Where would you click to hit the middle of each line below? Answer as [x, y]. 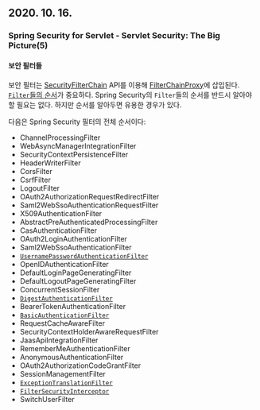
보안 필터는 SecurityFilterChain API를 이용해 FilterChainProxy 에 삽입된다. [124, 85]
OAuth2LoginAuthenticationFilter [73, 238]
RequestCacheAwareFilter [62, 323]
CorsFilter [36, 171]
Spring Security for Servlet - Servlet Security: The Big [114, 36]
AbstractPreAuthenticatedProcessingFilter [89, 222]
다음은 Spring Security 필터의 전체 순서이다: [77, 122]
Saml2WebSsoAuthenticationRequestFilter [89, 205]
